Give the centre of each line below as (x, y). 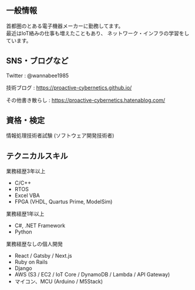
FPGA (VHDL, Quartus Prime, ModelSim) (63, 202)
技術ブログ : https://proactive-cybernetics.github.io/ (69, 88)
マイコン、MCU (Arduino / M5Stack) (59, 282)
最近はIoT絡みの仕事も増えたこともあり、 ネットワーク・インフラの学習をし (98, 33)
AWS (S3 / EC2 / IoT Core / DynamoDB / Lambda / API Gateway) (92, 275)
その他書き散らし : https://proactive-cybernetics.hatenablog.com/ (86, 100)
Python (23, 232)
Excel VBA (27, 195)
